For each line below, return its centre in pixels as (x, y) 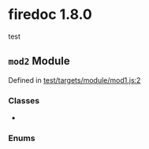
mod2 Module (39, 61)
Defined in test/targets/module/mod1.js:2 (74, 80)
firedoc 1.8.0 (50, 15)
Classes (24, 100)
